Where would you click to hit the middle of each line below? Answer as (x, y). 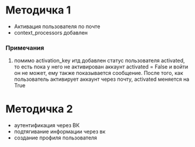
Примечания (25, 47)
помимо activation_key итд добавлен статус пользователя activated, (100, 61)
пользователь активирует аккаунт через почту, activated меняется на (102, 79)
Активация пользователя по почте (57, 26)
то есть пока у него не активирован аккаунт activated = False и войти (101, 67)
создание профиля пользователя (56, 138)
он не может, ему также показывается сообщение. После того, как (98, 73)
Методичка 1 (38, 10)
